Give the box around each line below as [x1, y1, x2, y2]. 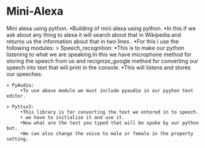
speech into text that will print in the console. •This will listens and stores [6, 63, 191, 71]
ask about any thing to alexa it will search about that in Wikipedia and [6, 31, 181, 38]
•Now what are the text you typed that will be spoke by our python [20, 120, 199, 126]
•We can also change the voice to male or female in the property [20, 130, 193, 136]
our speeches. [6, 70, 43, 77]
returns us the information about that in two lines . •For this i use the [6, 37, 179, 45]
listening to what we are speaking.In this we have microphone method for [6, 50, 192, 58]
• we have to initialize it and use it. [20, 114, 125, 120]
